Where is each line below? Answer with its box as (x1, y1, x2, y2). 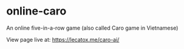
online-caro (6, 4, 67, 18)
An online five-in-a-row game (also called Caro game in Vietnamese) (6, 24, 179, 31)
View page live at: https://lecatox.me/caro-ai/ (6, 36, 120, 43)
